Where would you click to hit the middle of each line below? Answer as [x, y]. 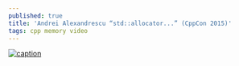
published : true [35, 16]
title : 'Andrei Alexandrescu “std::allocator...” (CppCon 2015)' [120, 23]
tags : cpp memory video [48, 31]
